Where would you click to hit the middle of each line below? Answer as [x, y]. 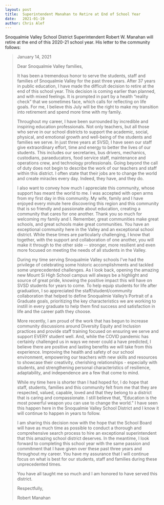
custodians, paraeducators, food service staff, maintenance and [81, 158]
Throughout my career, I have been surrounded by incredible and [82, 121]
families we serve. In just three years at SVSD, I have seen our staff [84, 142]
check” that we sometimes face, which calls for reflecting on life [82, 102]
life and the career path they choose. [54, 312]
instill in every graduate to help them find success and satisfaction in [86, 306]
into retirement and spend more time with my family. [69, 112]
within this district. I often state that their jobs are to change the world [87, 173]
